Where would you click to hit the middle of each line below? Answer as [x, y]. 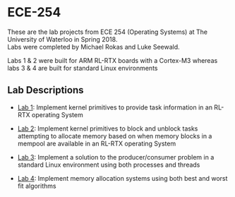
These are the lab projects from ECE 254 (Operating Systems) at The [108, 32]
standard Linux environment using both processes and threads [109, 165]
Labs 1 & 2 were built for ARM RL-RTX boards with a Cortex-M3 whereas [113, 60]
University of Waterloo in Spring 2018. [62, 39]
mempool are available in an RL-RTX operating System [97, 143]
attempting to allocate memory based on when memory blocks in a [115, 136]
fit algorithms [37, 186]
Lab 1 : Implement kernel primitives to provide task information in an [115, 107]
